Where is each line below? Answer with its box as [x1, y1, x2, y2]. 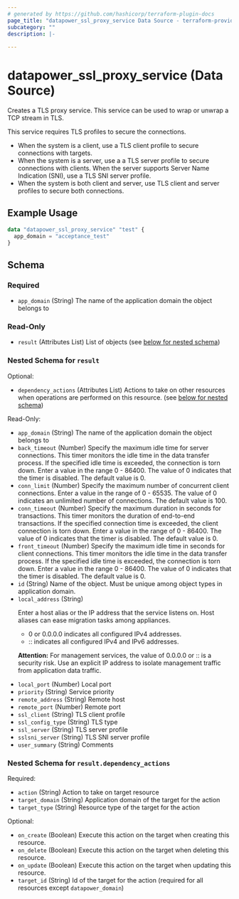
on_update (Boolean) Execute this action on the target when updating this [17, 861, 231, 870]
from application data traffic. [17, 666, 102, 674]
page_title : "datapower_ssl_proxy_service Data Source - [7, 17, 180, 24]
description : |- [7, 30, 55, 38]
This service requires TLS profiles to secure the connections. [7, 127, 186, 136]
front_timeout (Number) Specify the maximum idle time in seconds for [17, 541, 225, 550]
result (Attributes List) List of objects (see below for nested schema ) [17, 338, 221, 346]
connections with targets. [17, 149, 92, 157]
